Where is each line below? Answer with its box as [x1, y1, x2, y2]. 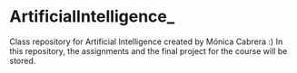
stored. [9, 55, 36, 66]
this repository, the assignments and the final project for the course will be [9, 45, 288, 56]
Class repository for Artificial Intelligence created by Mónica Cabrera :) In [9, 36, 283, 47]
